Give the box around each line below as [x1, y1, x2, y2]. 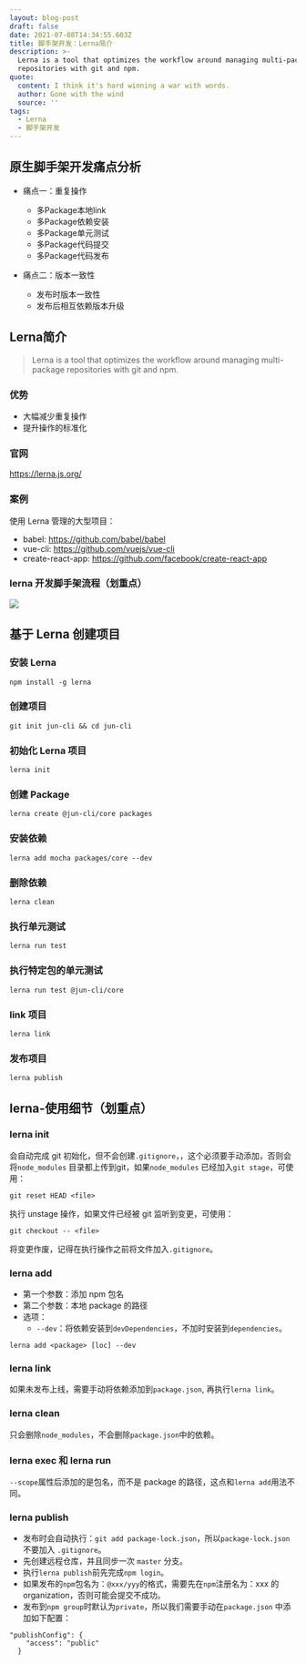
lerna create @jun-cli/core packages [9, 810, 153, 819]
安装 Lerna [9, 657, 57, 669]
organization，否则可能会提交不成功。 [22, 1590, 166, 1601]
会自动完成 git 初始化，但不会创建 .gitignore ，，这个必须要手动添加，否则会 [9, 1149, 292, 1161]
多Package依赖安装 [36, 216, 109, 227]
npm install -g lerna [9, 678, 92, 687]
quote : [9, 73, 35, 82]
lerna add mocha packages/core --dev [9, 853, 153, 863]
